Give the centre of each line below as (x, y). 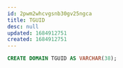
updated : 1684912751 (37, 33)
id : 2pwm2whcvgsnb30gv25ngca (50, 14)
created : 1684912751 (37, 40)
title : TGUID (26, 20)
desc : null (23, 26)
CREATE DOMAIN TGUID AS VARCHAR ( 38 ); (62, 59)
